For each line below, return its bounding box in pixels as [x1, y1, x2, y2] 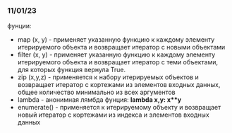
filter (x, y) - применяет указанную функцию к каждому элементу [17, 50, 216, 59]
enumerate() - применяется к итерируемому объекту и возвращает [17, 103, 221, 112]
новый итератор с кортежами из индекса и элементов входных [17, 110, 209, 119]
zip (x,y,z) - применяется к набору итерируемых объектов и [17, 73, 199, 81]
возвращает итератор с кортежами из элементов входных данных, [17, 81, 221, 89]
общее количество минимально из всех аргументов [17, 88, 176, 97]
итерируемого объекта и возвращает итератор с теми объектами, [17, 58, 219, 66]
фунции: [7, 22, 32, 30]
